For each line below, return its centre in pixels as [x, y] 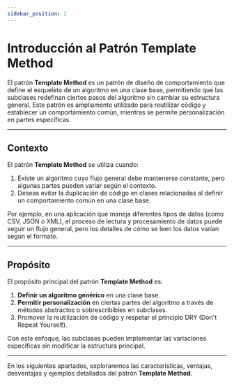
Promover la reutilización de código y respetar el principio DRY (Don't [117, 318]
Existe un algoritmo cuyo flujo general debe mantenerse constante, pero [121, 178]
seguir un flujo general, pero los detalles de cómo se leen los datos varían [113, 229]
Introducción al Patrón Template [102, 48]
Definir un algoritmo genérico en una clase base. [88, 295]
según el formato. [32, 236]
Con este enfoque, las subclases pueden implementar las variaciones [107, 339]
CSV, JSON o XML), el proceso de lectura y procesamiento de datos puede [115, 221]
